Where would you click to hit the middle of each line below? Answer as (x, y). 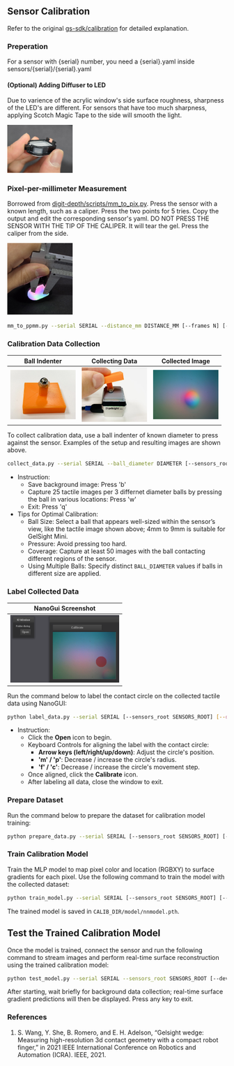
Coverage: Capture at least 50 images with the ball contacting (116, 551)
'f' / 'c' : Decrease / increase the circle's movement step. (119, 767)
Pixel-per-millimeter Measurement (67, 188)
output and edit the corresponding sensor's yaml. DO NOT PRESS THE (108, 218)
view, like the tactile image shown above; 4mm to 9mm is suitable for (126, 529)
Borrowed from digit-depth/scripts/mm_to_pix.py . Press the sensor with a (112, 204)
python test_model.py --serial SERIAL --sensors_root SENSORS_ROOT (107, 978)
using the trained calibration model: (58, 965)
